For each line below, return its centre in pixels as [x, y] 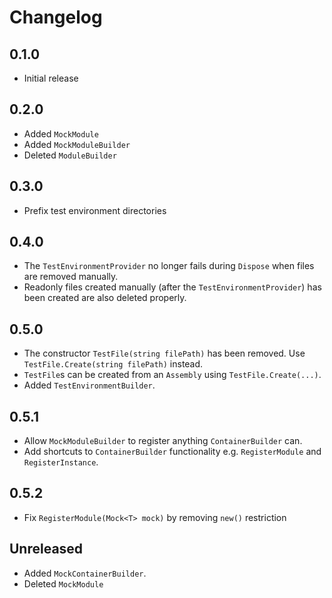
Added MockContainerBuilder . [85, 573]
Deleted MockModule [63, 583]
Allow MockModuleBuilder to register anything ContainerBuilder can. [163, 441]
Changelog [56, 17]
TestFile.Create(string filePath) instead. [113, 364]
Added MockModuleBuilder [77, 144]
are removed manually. [71, 277]
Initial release [51, 78]
